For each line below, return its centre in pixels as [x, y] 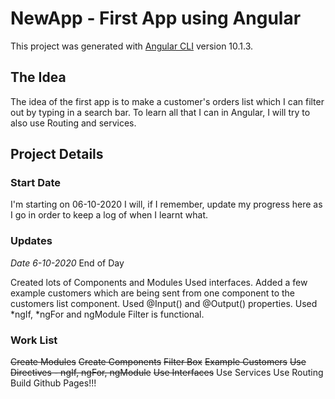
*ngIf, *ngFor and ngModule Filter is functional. [107, 314]
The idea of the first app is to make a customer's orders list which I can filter [167, 101]
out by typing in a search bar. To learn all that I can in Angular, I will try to [160, 112]
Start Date [36, 183]
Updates [31, 241]
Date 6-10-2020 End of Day [67, 263]
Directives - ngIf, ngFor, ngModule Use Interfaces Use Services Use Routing [167, 373]
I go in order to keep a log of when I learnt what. [109, 215]
